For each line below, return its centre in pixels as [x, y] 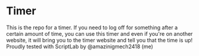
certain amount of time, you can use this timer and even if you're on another [99, 33]
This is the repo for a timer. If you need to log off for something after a [92, 27]
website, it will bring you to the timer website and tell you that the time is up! [99, 40]
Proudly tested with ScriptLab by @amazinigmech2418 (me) [80, 46]
